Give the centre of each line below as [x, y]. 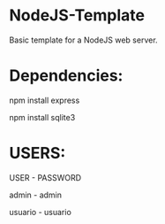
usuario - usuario [41, 212]
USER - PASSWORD [45, 177]
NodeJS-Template [77, 15]
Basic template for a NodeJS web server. [83, 40]
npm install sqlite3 [42, 117]
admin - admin [36, 195]
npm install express [45, 100]
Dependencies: [66, 76]
